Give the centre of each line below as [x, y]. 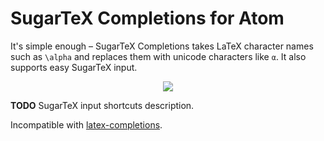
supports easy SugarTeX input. [74, 67]
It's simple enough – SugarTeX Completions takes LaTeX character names [162, 46]
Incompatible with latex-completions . [86, 124]
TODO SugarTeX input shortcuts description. [102, 105]
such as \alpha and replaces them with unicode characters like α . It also [158, 56]
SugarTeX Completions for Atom [147, 18]
